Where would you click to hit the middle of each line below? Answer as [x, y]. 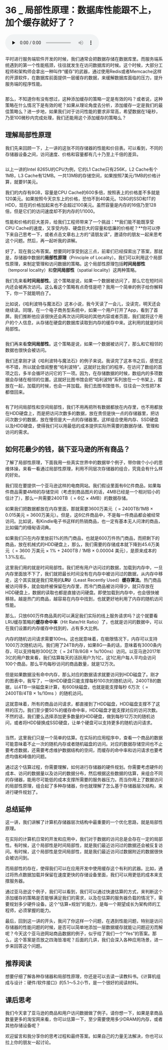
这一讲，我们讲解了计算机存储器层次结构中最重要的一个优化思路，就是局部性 [84, 822]
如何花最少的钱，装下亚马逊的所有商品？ [67, 449]
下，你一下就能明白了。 [29, 293]
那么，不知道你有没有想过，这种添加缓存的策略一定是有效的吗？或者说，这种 [84, 99]
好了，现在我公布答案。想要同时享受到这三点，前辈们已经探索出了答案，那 [82, 251]
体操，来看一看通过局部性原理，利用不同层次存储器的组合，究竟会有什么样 [86, 468]
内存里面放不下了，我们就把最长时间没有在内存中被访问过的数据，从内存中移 [84, 574]
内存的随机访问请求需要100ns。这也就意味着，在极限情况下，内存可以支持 [81, 639]
